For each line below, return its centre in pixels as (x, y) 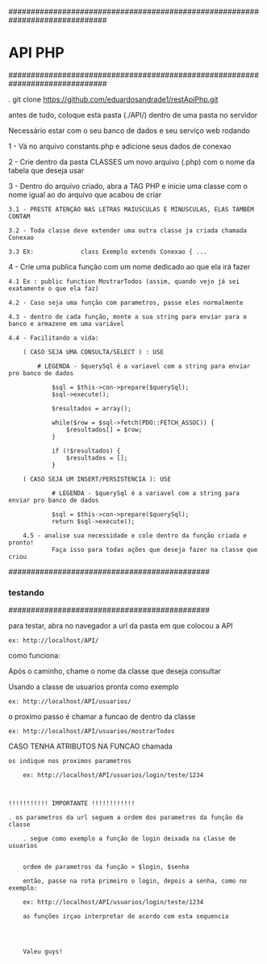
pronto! (21, 543)
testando (26, 592)
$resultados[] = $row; (104, 430)
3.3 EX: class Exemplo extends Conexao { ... (108, 252)
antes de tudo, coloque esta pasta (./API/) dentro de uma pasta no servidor (133, 115)
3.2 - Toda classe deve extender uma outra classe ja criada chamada (128, 230)
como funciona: (34, 656)
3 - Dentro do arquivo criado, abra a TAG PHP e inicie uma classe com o (128, 186)
